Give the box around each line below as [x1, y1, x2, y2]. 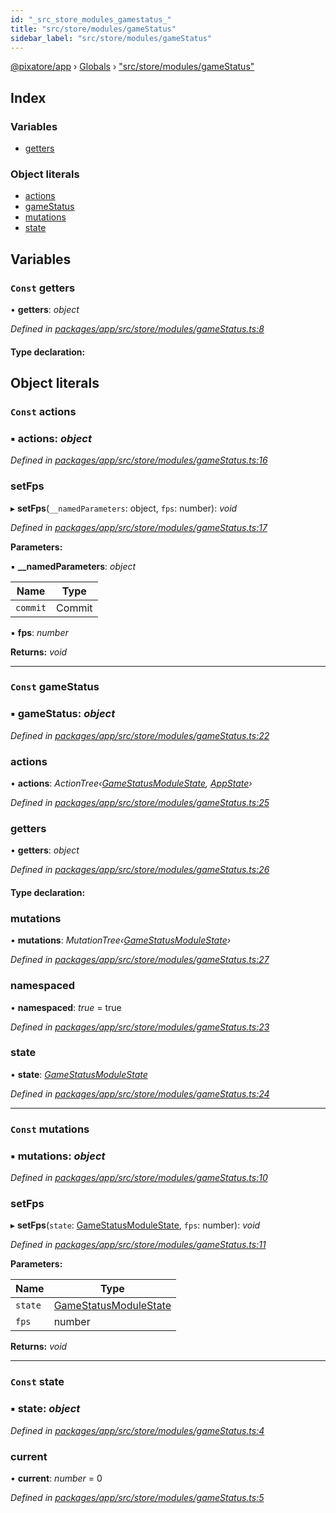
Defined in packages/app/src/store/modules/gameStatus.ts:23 [10, 1021, 270, 1033]
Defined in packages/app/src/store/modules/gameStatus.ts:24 [10, 1087, 270, 1100]
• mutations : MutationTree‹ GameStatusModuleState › [10, 934, 232, 946]
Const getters [10, 281, 76, 295]
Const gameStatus [10, 680, 100, 694]
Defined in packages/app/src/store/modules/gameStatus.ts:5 [10, 1491, 265, 1503]
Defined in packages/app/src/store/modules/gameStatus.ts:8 [10, 323, 265, 335]
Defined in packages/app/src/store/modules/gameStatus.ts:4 [10, 1424, 265, 1436]
